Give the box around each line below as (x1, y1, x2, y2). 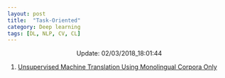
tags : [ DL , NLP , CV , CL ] (7, 30, 81, 37)
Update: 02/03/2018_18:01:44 (76, 49, 163, 58)
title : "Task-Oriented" (7, 17, 81, 24)
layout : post (7, 10, 46, 18)
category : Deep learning (7, 23, 81, 30)
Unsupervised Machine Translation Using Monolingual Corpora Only (17, 63, 218, 71)
